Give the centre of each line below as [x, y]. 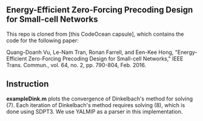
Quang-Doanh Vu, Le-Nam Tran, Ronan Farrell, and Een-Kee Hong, [90, 52]
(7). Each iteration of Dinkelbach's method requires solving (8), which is [96, 105]
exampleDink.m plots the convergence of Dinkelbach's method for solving [100, 99]
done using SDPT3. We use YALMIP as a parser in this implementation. [95, 111]
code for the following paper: [42, 40]
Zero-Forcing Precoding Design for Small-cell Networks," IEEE [106, 58]
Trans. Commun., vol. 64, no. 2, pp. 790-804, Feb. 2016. [76, 65]
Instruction [28, 84]
